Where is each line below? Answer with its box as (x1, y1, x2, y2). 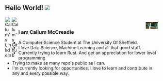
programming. (18, 55, 47, 61)
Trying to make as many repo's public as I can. (12, 60, 105, 66)
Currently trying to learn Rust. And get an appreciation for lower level (18, 50, 156, 56)
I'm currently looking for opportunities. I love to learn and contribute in (12, 65, 153, 71)
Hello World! (5, 4, 44, 12)
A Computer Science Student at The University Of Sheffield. (18, 40, 138, 45)
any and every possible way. (12, 70, 69, 76)
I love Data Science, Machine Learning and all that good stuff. (18, 45, 142, 51)
